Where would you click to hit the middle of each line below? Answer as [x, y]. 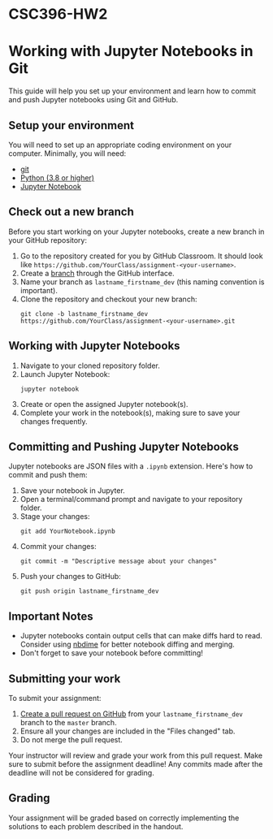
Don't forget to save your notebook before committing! [111, 653]
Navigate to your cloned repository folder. [90, 365]
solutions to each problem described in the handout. [96, 826]
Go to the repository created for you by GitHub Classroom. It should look [141, 256]
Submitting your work [65, 679]
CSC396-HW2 [58, 14]
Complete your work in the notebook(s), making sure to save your [130, 413]
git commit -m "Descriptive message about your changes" [119, 561]
